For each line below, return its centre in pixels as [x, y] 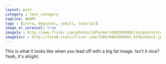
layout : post [19, 10]
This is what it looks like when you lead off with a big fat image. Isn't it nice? [82, 51]
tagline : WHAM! [21, 19]
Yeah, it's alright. [22, 56]
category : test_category [32, 14]
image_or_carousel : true [31, 28]
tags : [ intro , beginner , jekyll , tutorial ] [52, 23]
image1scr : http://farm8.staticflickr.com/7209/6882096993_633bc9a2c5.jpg [85, 37]
